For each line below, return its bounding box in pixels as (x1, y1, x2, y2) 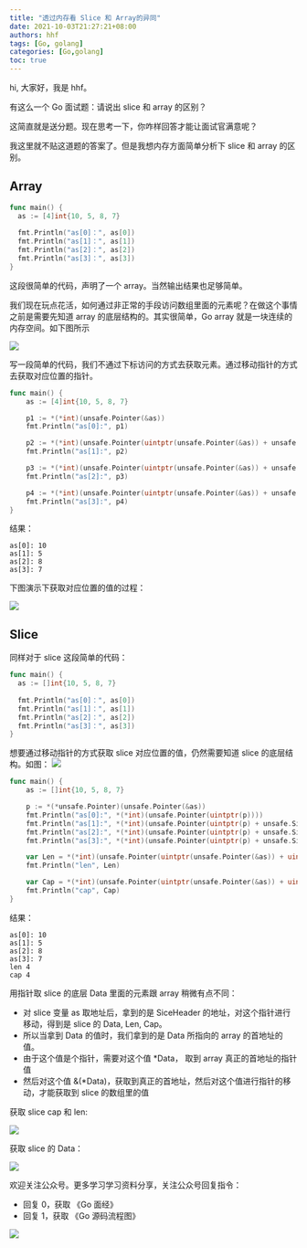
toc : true (9, 56, 48, 65)
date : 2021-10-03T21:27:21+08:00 (9, 22, 137, 31)
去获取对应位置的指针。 (9, 370, 98, 381)
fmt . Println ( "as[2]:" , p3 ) (26, 471, 129, 481)
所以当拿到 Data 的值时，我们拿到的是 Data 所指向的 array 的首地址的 (22, 1030, 283, 1041)
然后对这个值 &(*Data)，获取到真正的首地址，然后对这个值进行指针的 (22, 1075, 283, 1086)
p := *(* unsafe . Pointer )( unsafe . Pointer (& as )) (26, 802, 206, 811)
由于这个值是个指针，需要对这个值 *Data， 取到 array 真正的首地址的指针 (22, 1052, 298, 1063)
